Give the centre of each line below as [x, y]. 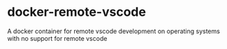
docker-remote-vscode [77, 12]
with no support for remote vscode [57, 38]
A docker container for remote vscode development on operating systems [113, 31]
